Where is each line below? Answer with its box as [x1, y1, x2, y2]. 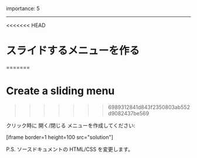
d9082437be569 [108, 109, 150, 116]
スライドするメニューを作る [6, 44, 140, 57]
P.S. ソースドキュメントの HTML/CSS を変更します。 [6, 146, 134, 153]
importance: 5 [6, 5, 40, 12]
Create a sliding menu [6, 84, 115, 98]
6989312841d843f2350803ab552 [108, 104, 191, 111]
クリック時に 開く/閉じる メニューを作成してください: [6, 122, 136, 129]
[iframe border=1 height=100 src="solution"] [6, 133, 113, 140]
